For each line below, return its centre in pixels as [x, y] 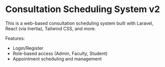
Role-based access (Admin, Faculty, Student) [60, 53]
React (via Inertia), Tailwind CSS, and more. [51, 28]
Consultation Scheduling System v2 [83, 9]
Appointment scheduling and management [57, 58]
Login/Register [28, 48]
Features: [15, 38]
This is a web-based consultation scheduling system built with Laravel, [79, 23]
